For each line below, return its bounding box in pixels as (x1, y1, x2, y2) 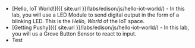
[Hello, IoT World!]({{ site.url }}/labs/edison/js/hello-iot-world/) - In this (11, 5, 185, 12)
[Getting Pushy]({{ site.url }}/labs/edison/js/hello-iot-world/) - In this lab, (11, 24, 189, 31)
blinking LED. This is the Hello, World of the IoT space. (11, 18, 144, 24)
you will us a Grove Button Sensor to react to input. (11, 30, 137, 37)
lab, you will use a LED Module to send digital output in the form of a (11, 11, 180, 18)
